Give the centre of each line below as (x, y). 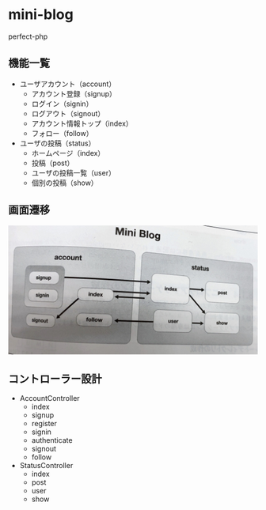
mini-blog (41, 15)
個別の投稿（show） (65, 183)
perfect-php (28, 36)
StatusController (46, 466)
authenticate (52, 440)
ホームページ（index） (68, 153)
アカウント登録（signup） (74, 93)
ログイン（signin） (62, 104)
